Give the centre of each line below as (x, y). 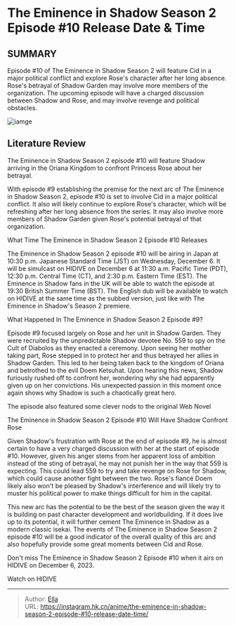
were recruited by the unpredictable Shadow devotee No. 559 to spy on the (117, 340)
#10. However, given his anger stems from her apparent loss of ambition (111, 456)
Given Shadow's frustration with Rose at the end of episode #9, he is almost (117, 441)
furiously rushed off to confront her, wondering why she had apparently (111, 378)
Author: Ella (41, 599)
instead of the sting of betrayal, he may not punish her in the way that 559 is (118, 463)
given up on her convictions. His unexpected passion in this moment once (114, 385)
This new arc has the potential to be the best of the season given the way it (116, 506)
